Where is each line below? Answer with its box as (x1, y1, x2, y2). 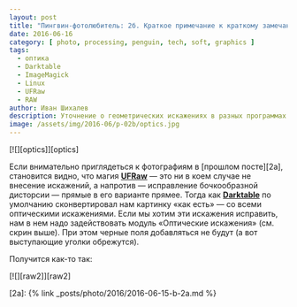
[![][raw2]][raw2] (9, 271, 72, 281)
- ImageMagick (17, 71, 69, 80)
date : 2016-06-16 (9, 29, 73, 38)
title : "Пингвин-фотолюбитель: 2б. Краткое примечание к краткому (9, 21, 259, 30)
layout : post (9, 12, 57, 22)
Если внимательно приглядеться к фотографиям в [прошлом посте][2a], (9, 161, 284, 172)
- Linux (17, 79, 46, 88)
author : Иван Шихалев (9, 104, 89, 112)
